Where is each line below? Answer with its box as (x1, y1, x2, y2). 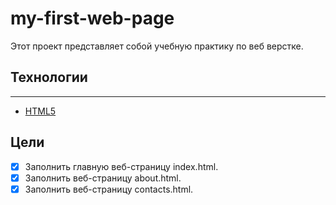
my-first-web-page (10, 7, 175, 30)
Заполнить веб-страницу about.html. (24, 172, 182, 184)
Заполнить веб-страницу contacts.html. (24, 183, 194, 195)
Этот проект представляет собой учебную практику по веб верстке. (10, 40, 304, 52)
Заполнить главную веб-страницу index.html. (24, 160, 219, 172)
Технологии (10, 69, 88, 86)
